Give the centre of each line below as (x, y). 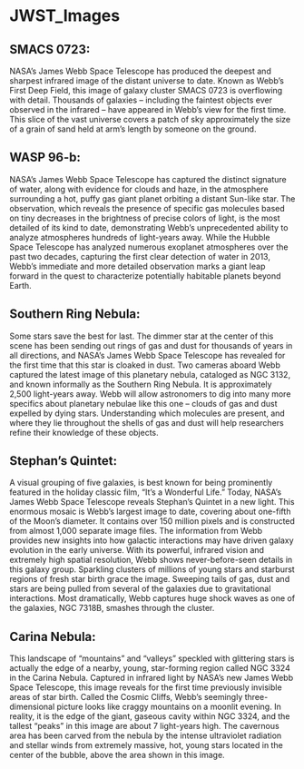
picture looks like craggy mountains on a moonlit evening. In (169, 707)
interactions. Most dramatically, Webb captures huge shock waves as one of (152, 598)
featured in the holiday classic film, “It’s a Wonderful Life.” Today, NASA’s (146, 492)
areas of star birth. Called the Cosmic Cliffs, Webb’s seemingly (126, 697)
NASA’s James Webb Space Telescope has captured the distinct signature (148, 179)
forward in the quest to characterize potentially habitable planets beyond (145, 276)
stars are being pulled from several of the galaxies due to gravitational (140, 589)
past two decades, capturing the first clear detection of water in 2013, (140, 256)
